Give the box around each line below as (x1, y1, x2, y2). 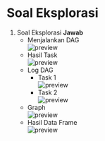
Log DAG (27, 66, 54, 74)
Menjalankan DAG (27, 35, 80, 44)
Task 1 (37, 73, 56, 82)
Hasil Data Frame (27, 118, 78, 126)
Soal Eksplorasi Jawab (16, 28, 84, 37)
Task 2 (37, 88, 58, 97)
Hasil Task (27, 51, 58, 59)
